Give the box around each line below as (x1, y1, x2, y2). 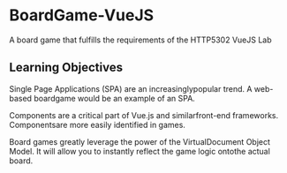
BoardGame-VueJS (9, 5, 155, 26)
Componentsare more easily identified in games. (9, 119, 185, 130)
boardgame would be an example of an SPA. (34, 93, 196, 103)
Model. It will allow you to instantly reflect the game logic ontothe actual (9, 146, 271, 156)
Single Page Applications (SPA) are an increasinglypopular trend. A (9, 83, 253, 94)
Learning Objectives (9, 60, 124, 75)
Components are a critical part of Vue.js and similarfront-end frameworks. (9, 109, 279, 120)
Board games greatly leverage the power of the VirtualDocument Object (9, 136, 271, 147)
